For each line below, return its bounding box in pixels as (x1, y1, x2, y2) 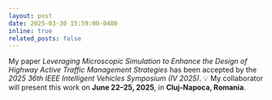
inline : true (8, 27, 53, 35)
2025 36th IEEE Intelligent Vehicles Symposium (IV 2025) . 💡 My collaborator (8, 73, 264, 83)
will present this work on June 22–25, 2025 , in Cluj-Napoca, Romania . (8, 82, 246, 93)
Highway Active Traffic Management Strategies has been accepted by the (8, 65, 257, 75)
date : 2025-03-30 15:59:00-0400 (8, 19, 118, 27)
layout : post (8, 11, 53, 20)
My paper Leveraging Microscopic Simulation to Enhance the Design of (8, 56, 248, 66)
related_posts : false (8, 34, 82, 43)
